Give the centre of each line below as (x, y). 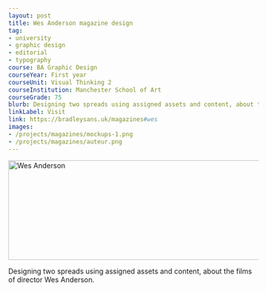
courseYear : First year (48, 75)
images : (21, 127)
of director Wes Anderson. (52, 279)
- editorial (28, 53)
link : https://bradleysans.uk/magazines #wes (83, 120)
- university (30, 38)
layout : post (30, 16)
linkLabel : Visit (37, 112)
